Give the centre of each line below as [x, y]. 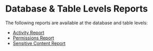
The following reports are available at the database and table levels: [76, 23]
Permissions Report [34, 38]
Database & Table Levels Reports [77, 9]
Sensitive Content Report [39, 43]
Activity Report [28, 32]
